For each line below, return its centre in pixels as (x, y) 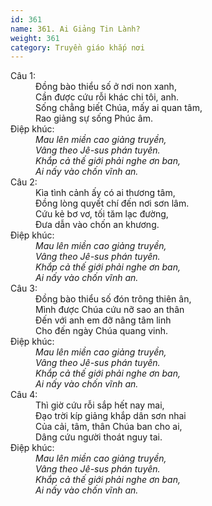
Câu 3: (24, 288)
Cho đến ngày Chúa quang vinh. (102, 331)
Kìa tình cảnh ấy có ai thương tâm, (105, 193)
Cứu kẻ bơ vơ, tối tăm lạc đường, (102, 214)
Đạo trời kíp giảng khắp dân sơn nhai (111, 416)
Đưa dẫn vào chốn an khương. (97, 225)
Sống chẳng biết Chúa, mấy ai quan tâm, (119, 108)
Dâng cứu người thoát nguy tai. (99, 437)
